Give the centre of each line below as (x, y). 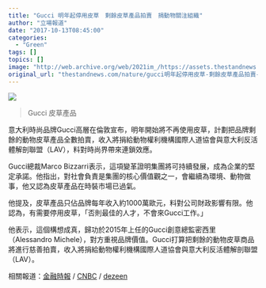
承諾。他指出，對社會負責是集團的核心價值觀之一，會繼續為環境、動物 (129, 176)
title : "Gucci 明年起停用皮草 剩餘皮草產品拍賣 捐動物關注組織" (106, 15)
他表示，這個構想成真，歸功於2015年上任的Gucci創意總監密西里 (112, 229)
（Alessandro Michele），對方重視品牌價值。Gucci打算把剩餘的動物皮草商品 (131, 239)
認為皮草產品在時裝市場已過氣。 (87, 186)
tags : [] (23, 52)
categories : (28, 38)
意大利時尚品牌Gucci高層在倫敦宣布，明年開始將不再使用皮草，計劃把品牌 (129, 129)
